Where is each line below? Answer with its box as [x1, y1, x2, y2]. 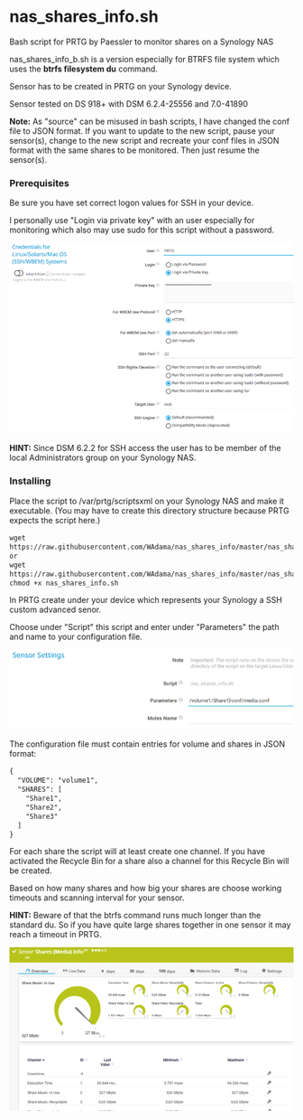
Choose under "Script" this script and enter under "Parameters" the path [9, 621, 280, 632]
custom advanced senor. [9, 604, 102, 615]
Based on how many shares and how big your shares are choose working [9, 882, 282, 893]
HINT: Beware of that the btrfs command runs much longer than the [9, 909, 262, 920]
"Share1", [25, 794, 63, 803]
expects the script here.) [9, 514, 101, 525]
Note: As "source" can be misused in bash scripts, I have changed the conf [9, 116, 290, 127]
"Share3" [25, 812, 59, 821]
